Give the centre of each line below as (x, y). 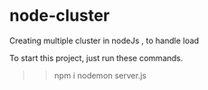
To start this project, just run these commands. (96, 58)
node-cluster (60, 16)
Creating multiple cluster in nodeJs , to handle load (104, 40)
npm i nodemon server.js (100, 75)
